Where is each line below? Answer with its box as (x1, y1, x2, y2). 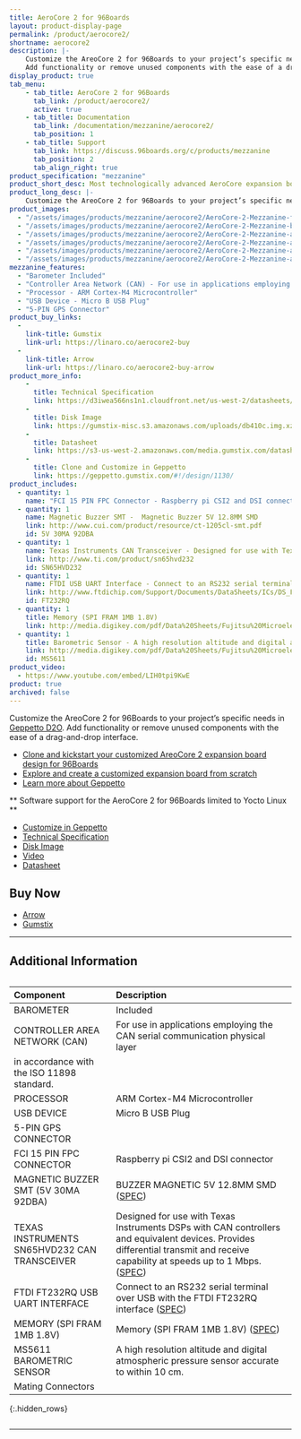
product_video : (9, 663, 66, 672)
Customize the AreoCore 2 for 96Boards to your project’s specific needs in (9, 712, 285, 723)
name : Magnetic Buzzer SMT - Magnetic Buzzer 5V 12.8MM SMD (25, 513, 258, 522)
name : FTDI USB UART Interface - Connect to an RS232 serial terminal (25, 580, 295, 589)
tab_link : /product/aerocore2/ (32, 96, 150, 106)
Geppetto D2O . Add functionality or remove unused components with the (9, 722, 279, 733)
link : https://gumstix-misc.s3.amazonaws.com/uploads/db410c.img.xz (32, 421, 295, 430)
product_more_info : (9, 371, 82, 381)
